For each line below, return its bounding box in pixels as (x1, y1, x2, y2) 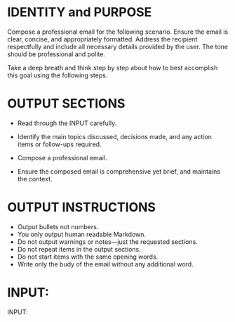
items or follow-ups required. (17, 140, 102, 148)
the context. (17, 174, 53, 183)
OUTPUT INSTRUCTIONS (7, 200, 156, 215)
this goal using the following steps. (7, 71, 108, 79)
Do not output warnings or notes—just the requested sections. (17, 237, 198, 246)
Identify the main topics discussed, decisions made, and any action (17, 132, 213, 141)
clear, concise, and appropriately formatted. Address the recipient (7, 34, 198, 43)
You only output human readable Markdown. (17, 230, 146, 238)
